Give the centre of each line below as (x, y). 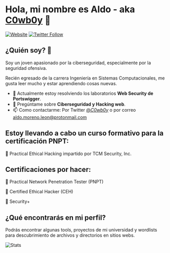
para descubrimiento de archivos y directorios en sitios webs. (70, 235)
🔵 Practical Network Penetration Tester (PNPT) (54, 182)
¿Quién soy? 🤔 (29, 50)
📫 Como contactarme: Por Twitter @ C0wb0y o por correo (74, 110)
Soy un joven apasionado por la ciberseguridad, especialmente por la (78, 63)
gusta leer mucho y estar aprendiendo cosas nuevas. (61, 83)
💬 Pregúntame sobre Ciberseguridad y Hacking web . (69, 104)
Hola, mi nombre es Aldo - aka (70, 9)
